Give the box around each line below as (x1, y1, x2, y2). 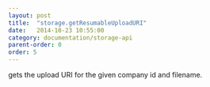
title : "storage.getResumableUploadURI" (8, 19, 147, 27)
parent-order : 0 (8, 41, 62, 49)
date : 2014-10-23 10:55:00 (8, 26, 105, 34)
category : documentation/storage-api (8, 33, 133, 42)
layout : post (8, 11, 52, 20)
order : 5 (8, 48, 37, 56)
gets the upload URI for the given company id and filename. (8, 70, 203, 79)
